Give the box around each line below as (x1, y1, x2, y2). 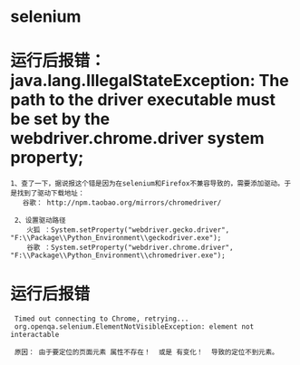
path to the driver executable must (10, 90, 276, 110)
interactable (10, 331, 60, 340)
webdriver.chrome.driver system (10, 129, 266, 149)
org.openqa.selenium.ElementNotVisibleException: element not (14, 322, 255, 331)
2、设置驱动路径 (14, 216, 66, 226)
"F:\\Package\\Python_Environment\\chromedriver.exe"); (10, 251, 226, 260)
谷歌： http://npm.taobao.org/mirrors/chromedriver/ (22, 198, 222, 207)
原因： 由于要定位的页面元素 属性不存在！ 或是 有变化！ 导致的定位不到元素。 (14, 348, 279, 357)
